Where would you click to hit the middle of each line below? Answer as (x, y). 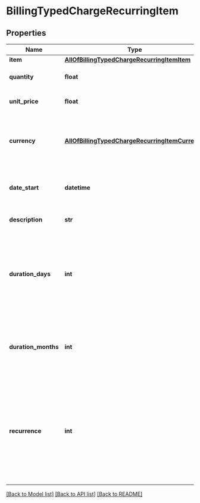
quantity (21, 77)
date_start (24, 188)
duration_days (30, 274)
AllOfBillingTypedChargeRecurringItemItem (128, 60)
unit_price (24, 101)
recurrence (25, 431)
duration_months (34, 347)
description (26, 220)
